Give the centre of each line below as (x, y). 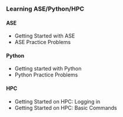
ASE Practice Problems (43, 42)
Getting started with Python (48, 69)
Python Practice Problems (46, 75)
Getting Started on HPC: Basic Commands (66, 108)
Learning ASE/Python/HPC (45, 9)
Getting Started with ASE (45, 36)
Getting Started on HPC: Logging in (57, 101)
